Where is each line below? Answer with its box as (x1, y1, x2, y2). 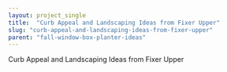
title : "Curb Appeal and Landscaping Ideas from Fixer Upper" (8, 19, 221, 27)
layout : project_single (8, 11, 87, 20)
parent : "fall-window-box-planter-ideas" (8, 33, 147, 41)
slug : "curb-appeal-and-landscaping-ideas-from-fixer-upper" (8, 26, 214, 34)
